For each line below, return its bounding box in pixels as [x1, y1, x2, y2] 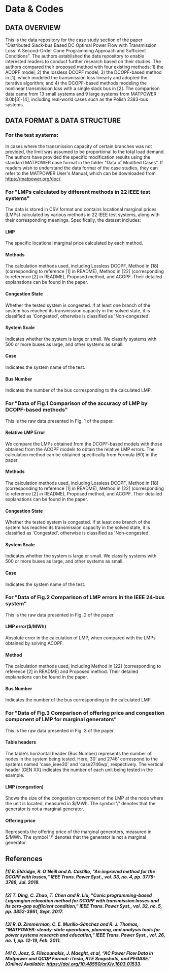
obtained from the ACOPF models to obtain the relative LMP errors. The [5, 446, 155, 452]
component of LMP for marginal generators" [5, 716, 117, 723]
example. [5, 772, 24, 778]
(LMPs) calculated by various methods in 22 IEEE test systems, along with [5, 212, 160, 218]
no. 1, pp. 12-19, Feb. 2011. [5, 937, 61, 944]
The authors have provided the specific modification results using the [5, 154, 151, 160]
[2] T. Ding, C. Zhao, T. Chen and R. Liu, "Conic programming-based [5, 892, 152, 898]
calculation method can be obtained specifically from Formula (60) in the [5, 451, 158, 458]
